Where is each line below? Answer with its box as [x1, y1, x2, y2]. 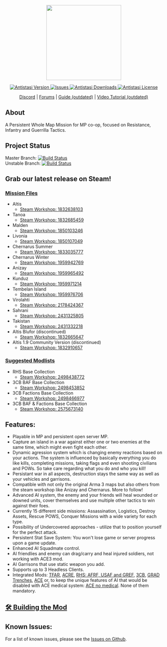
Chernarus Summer [12, 243, 53, 250]
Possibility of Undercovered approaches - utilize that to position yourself [12, 524, 162, 530]
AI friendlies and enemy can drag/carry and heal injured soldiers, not [12, 551, 154, 557]
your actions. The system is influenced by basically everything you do [12, 455, 156, 461]
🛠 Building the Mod [5, 603, 67, 611]
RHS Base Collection [12, 369, 55, 375]
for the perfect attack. [12, 529, 58, 535]
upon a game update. [12, 540, 56, 546]
